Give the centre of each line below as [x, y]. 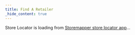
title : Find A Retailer [29, 9]
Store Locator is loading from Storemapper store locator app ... [68, 27]
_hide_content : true [26, 14]
